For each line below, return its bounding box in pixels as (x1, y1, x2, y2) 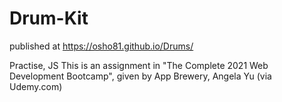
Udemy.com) (9, 80, 63, 92)
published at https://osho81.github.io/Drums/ (9, 40, 194, 52)
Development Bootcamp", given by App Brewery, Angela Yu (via (9, 70, 272, 82)
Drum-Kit (9, 7, 89, 30)
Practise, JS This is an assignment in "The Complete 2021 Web (9, 59, 269, 71)
